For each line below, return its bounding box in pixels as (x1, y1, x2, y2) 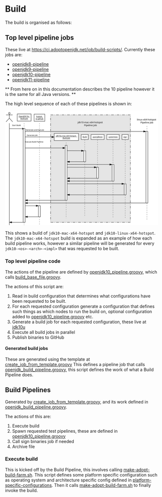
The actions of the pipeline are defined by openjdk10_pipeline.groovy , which (5, 269, 158, 275)
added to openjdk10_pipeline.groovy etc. (12, 313, 94, 319)
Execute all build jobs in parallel (12, 329, 75, 335)
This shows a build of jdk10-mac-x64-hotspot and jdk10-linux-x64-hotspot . (5, 230, 156, 236)
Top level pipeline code (5, 258, 61, 265)
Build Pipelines (5, 386, 51, 394)
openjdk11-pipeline (12, 76, 50, 82)
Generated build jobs (5, 346, 49, 351)
